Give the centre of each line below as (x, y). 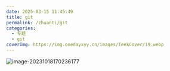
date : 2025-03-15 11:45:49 (40, 12)
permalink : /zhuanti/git (37, 22)
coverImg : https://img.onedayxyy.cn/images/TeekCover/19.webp (85, 45)
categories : (21, 28)
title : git (20, 17)
